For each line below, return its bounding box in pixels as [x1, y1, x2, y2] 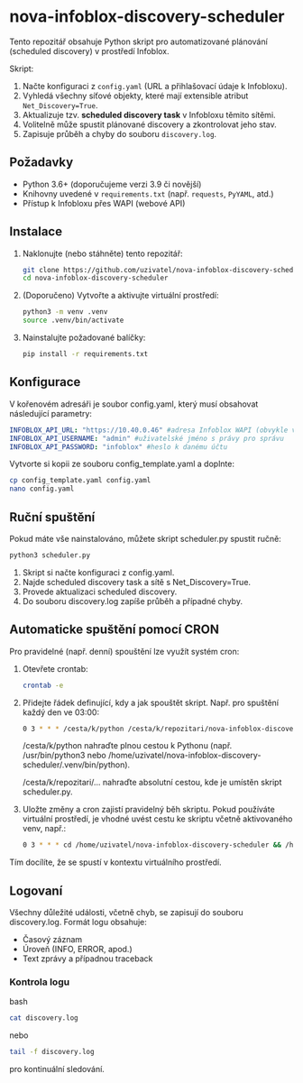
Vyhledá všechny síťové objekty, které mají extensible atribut [22, 90, 249, 101]
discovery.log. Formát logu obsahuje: [9, 917, 147, 928]
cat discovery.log [9, 1014, 78, 1023]
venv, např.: [22, 823, 67, 834]
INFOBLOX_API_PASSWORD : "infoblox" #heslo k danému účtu [9, 442, 228, 452]
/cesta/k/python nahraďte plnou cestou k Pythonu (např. [22, 740, 233, 751]
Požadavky [9, 155, 74, 170]
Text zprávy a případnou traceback [22, 953, 153, 964]
